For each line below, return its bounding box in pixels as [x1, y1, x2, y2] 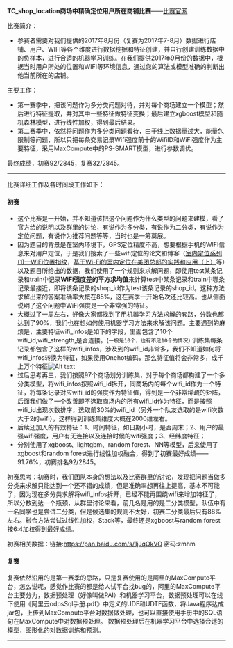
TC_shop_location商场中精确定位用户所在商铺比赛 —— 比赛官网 [7, 7, 188, 15]
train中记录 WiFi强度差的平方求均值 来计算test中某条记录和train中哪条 [29, 275, 225, 284]
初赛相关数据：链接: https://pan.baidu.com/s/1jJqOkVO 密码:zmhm [7, 539, 196, 548]
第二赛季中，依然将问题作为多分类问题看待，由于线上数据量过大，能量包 [17, 127, 224, 135]
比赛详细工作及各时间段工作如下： [7, 180, 105, 189]
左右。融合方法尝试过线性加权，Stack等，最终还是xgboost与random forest [7, 516, 221, 525]
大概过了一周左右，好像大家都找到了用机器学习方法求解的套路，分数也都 [17, 310, 224, 319]
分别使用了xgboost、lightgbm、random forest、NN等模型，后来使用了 [17, 441, 218, 449]
